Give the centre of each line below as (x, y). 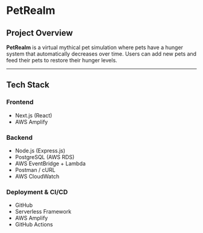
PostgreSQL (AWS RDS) (45, 157)
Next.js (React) (34, 115)
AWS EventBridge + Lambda (50, 163)
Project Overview (40, 33)
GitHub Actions (34, 225)
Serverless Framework (43, 212)
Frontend (20, 102)
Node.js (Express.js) (40, 150)
